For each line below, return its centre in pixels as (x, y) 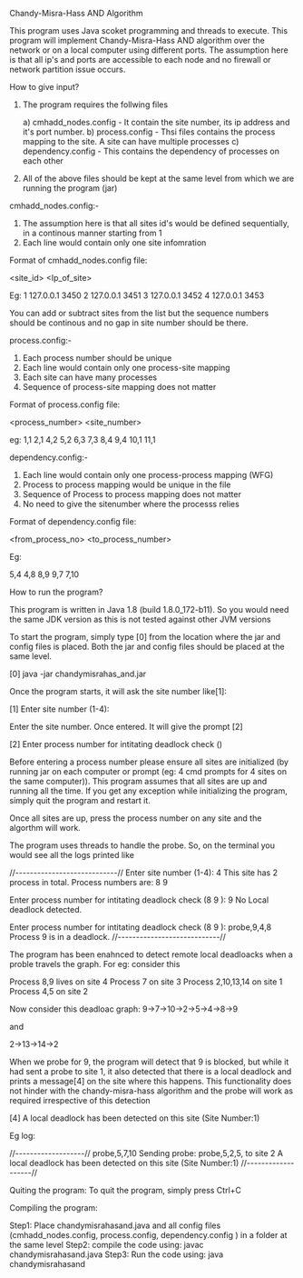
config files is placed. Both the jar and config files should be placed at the (147, 646)
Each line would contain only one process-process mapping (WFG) (148, 475)
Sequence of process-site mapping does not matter (119, 387)
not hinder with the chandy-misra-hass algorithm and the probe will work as (151, 1091)
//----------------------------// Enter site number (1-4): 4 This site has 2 (144, 873)
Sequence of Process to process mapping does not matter (132, 494)
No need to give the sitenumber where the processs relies (131, 504)
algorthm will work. (45, 828)
